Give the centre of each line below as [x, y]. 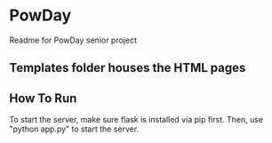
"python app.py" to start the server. [74, 129]
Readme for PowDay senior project [73, 40]
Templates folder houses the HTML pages [128, 68]
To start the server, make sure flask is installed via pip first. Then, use [136, 120]
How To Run [43, 98]
